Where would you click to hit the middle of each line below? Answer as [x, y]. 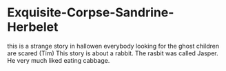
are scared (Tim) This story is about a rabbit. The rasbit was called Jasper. [113, 53]
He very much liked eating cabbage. [59, 60]
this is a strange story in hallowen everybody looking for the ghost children [113, 46]
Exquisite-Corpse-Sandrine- [91, 13]
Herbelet [33, 27]
